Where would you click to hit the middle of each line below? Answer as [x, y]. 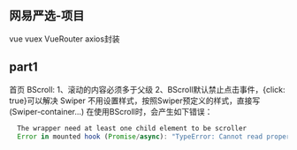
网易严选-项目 [47, 16]
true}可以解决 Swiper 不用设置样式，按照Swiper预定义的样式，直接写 [135, 101]
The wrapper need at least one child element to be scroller [132, 128]
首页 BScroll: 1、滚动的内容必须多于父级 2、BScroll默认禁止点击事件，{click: [147, 89]
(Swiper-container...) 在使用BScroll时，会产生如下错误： [111, 111]
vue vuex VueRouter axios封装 [65, 39]
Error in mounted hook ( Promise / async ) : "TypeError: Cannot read [140, 136]
